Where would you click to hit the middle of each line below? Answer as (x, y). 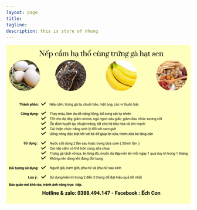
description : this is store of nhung (52, 31)
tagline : (17, 25)
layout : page (22, 12)
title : (14, 18)
